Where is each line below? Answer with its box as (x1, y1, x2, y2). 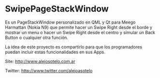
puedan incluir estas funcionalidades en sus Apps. (5, 49, 105, 55)
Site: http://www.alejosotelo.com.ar (5, 58, 75, 64)
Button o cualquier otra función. (5, 35, 69, 40)
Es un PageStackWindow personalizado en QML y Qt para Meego (5, 19, 136, 25)
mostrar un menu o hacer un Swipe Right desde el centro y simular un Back (5, 29, 156, 35)
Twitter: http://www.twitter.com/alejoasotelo (5, 67, 93, 73)
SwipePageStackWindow (5, 3, 109, 14)
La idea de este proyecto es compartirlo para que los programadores (5, 44, 143, 50)
